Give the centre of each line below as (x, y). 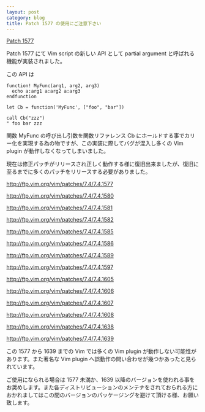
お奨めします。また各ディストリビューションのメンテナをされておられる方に (102, 387)
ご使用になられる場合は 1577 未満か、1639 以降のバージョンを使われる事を (101, 380)
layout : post (23, 12)
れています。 (22, 367)
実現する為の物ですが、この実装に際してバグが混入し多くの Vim (103, 143)
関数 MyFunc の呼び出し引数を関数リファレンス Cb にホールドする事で (95, 136)
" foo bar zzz (24, 123)
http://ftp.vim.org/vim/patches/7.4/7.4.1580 (60, 196)
